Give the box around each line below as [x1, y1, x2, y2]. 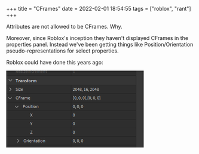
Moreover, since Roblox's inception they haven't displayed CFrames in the [6, 35, 189, 41]
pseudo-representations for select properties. [6, 47, 119, 54]
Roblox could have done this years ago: [6, 59, 103, 66]
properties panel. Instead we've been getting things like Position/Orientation [6, 41, 194, 48]
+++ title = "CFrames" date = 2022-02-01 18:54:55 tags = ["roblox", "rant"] [6, 5, 191, 12]
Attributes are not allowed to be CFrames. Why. [6, 23, 123, 30]
